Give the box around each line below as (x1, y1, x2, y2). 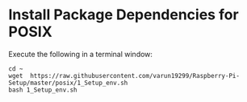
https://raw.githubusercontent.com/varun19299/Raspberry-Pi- (29, 71, 241, 80)
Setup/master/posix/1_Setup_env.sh (8, 79, 128, 87)
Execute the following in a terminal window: (8, 49, 153, 59)
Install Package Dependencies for (8, 6, 240, 24)
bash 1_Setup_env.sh (8, 86, 78, 94)
